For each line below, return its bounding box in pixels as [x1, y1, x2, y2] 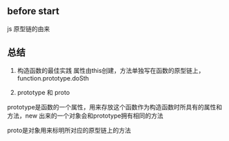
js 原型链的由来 [7, 24, 50, 33]
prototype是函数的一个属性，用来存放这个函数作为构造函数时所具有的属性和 [7, 102, 223, 111]
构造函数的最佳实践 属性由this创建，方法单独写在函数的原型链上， [17, 66, 205, 74]
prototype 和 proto [17, 88, 70, 96]
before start [7, 6, 60, 17]
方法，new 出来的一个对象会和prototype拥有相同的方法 [7, 111, 163, 120]
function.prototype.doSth [17, 74, 90, 82]
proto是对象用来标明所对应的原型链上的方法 [7, 126, 131, 134]
